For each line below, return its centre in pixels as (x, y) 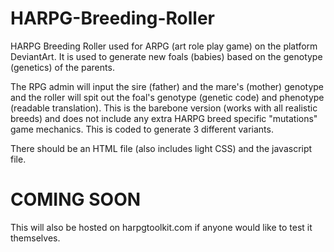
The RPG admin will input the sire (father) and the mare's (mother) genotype (167, 86)
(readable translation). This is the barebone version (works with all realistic (164, 108)
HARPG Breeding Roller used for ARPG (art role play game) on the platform (164, 46)
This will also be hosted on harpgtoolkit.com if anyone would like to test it (161, 227)
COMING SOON (76, 199)
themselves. (35, 238)
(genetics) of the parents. (62, 67)
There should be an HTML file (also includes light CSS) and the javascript (161, 148)
